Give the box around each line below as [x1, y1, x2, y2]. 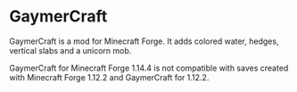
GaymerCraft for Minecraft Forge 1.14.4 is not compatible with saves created [9, 63, 289, 73]
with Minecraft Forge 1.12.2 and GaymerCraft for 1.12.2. [9, 71, 210, 82]
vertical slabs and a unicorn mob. [9, 45, 132, 55]
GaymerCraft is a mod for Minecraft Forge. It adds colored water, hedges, [9, 36, 279, 46]
